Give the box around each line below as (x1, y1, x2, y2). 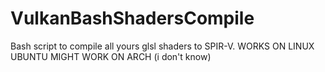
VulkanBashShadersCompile (10, 7, 255, 30)
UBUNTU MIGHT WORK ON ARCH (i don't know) (10, 50, 212, 62)
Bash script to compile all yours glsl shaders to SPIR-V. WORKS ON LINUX (10, 40, 315, 52)
